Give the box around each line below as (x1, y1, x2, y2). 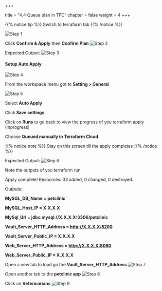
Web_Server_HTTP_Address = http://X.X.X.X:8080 (5, 243, 111, 249)
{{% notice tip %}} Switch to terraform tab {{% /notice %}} (5, 21, 123, 27)
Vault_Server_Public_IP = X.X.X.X (5, 233, 75, 239)
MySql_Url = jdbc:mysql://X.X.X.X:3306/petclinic (5, 214, 108, 220)
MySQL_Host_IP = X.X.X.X (5, 205, 60, 211)
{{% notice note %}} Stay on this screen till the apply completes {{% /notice (5, 143, 157, 149)
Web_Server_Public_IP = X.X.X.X (5, 252, 74, 258)
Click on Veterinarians (5, 281, 51, 287)
